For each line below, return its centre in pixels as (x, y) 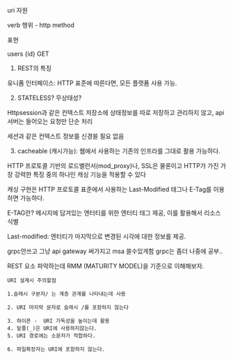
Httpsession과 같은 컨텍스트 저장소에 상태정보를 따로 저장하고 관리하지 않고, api (116, 113)
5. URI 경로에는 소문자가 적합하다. (51, 336)
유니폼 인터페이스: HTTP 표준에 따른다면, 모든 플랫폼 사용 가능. (92, 83)
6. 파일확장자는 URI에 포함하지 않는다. (56, 349)
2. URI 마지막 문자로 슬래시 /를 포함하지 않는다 (68, 307)
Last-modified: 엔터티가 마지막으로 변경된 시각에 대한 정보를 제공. (97, 236)
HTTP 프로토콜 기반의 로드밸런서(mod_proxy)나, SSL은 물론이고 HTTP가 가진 (113, 166)
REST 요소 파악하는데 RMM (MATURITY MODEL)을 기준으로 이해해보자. (106, 266)
